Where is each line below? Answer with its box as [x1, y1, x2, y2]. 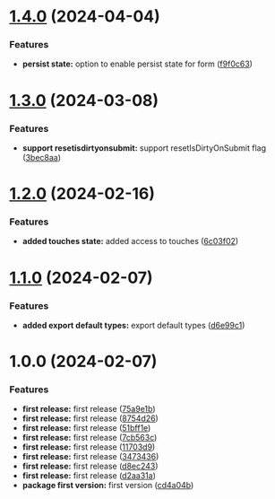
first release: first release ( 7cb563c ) [21, 433, 158, 443]
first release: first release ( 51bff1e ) [21, 423, 151, 433]
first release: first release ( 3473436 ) [21, 451, 159, 462]
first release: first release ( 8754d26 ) [21, 413, 159, 424]
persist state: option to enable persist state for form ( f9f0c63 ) [21, 58, 254, 69]
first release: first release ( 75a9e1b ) [21, 404, 156, 415]
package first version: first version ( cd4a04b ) [21, 480, 194, 491]
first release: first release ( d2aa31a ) [21, 470, 157, 481]
